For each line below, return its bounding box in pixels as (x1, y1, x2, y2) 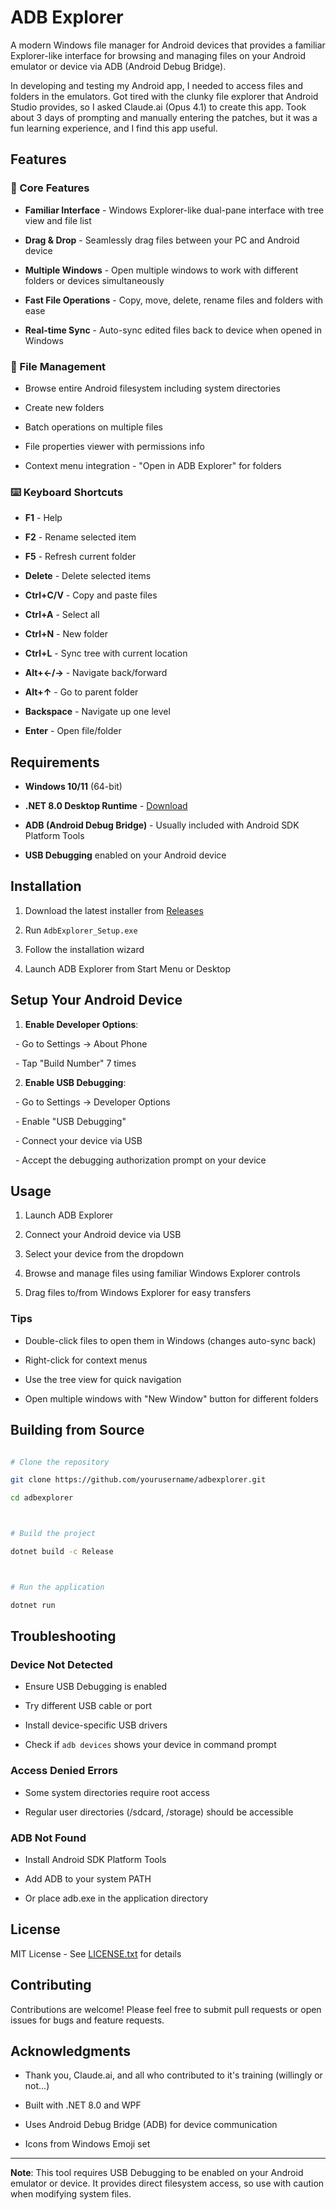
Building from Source (10, 1422, 145, 1439)
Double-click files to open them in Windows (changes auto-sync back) (24, 1334, 317, 1346)
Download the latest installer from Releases (24, 904, 204, 916)
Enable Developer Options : (24, 1018, 139, 1030)
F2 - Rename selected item (24, 531, 137, 543)
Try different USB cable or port (24, 1700, 153, 1712)
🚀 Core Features (10, 181, 90, 195)
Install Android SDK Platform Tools (24, 1853, 167, 1865)
